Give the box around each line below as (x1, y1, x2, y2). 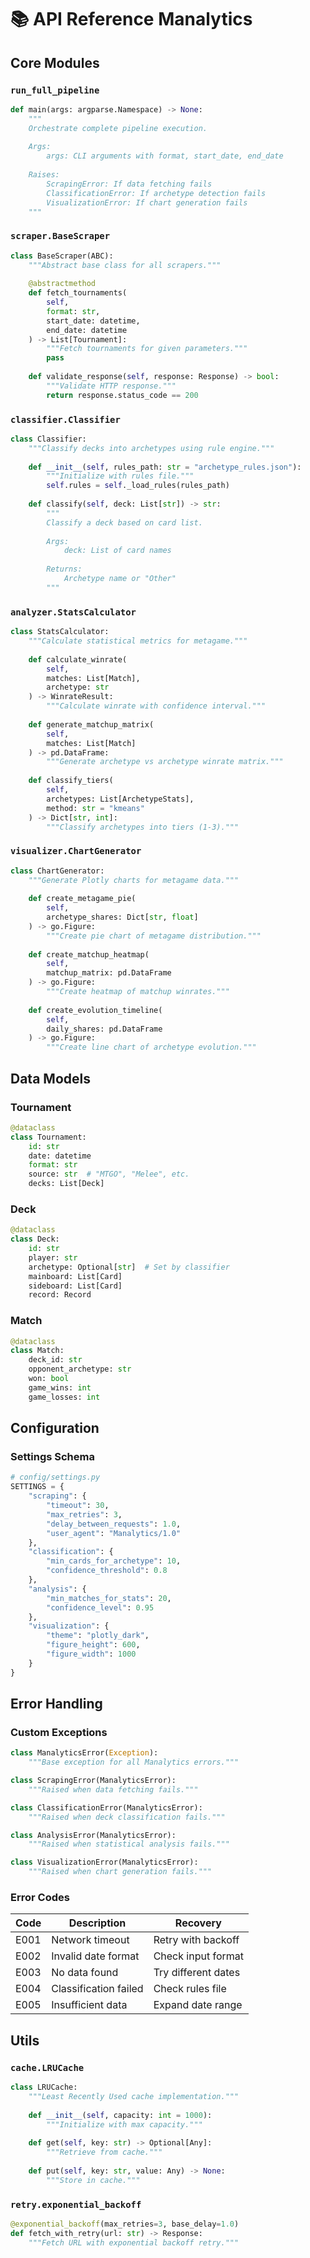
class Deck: (10, 1234, 60, 1245)
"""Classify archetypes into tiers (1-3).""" (46, 822, 240, 832)
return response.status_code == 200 (46, 390, 199, 400)
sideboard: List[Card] (28, 1281, 123, 1291)
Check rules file (153, 1982, 227, 1996)
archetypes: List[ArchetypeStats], (46, 794, 195, 804)
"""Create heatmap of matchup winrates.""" (46, 987, 230, 997)
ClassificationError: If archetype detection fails (46, 188, 267, 198)
